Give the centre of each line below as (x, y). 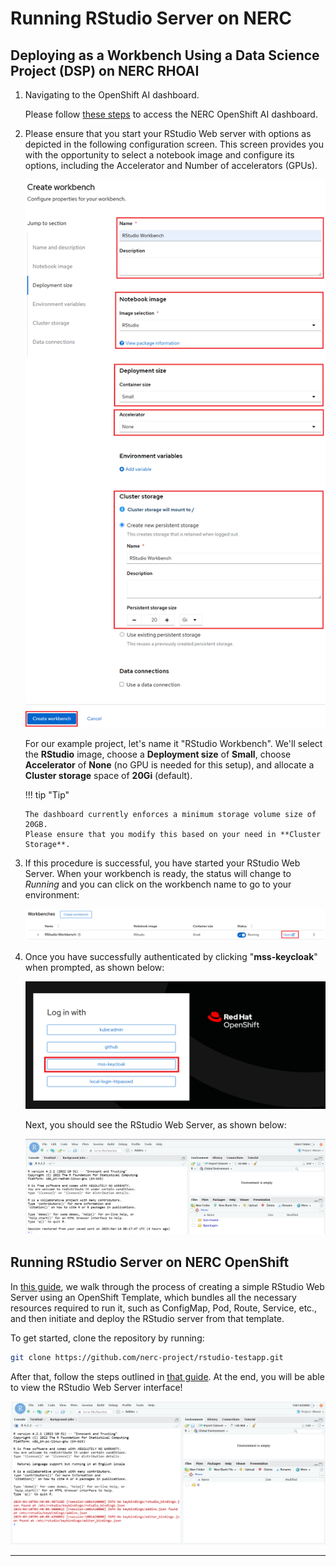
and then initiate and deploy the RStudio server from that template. (147, 1318)
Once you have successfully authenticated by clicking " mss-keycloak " (171, 957)
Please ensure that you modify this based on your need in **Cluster (173, 834)
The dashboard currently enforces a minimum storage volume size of (170, 814)
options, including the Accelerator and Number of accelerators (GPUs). (171, 165)
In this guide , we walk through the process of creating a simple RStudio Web (167, 1286)
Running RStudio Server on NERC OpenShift (150, 1262)
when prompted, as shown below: (94, 968)
